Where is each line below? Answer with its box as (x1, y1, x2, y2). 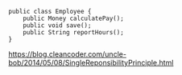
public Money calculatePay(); (23, 14, 125, 22)
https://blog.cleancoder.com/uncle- (8, 49, 127, 59)
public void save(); (23, 22, 92, 30)
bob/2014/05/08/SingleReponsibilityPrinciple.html (8, 58, 174, 67)
